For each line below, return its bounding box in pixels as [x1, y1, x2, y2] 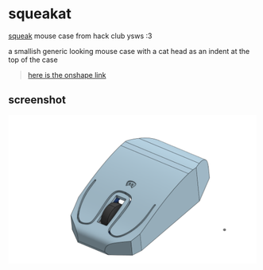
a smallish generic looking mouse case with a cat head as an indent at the [8, 46, 250, 56]
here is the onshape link [27, 70, 106, 79]
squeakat [8, 5, 72, 23]
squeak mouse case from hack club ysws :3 [8, 31, 153, 40]
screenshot [8, 93, 66, 107]
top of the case [8, 55, 58, 64]
